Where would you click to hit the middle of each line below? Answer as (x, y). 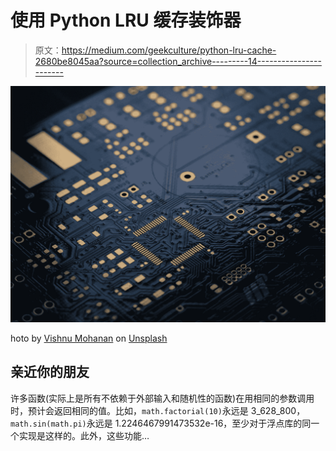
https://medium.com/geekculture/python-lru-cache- (169, 50)
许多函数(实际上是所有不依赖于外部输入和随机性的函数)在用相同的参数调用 (162, 398)
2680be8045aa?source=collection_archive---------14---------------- (178, 61)
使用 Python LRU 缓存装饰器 (126, 20)
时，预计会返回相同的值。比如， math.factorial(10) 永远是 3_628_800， (158, 410)
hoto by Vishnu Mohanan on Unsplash (89, 338)
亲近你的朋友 (50, 372)
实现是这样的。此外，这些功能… (84, 435)
